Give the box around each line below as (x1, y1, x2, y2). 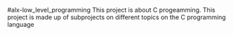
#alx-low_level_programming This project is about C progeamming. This (7, 6, 215, 14)
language (7, 21, 34, 28)
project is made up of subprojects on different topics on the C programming (7, 13, 226, 21)
